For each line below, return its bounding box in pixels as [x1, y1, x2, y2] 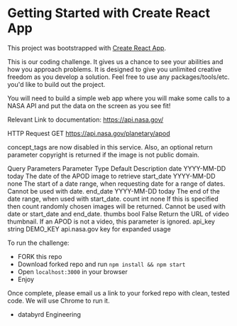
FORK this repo [17, 252, 62, 261]
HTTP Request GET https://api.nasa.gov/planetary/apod [7, 129, 170, 137]
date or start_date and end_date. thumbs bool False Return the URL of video [7, 209, 229, 218]
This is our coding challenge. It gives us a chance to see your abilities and [7, 57, 224, 65]
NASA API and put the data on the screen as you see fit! [7, 101, 171, 110]
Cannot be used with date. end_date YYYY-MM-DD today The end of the [7, 186, 220, 195]
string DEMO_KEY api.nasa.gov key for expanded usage [7, 224, 172, 233]
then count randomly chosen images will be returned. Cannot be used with [7, 201, 226, 211]
